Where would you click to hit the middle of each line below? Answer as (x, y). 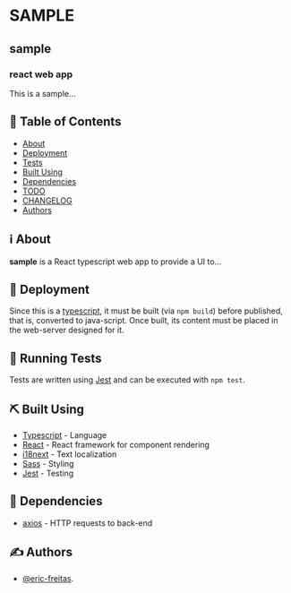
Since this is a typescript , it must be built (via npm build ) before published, (146, 311)
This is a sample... (43, 93)
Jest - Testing (48, 473)
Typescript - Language (64, 434)
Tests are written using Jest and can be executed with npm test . (128, 380)
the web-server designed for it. (67, 330)
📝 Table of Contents (65, 122)
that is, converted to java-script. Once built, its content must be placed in (144, 321)
